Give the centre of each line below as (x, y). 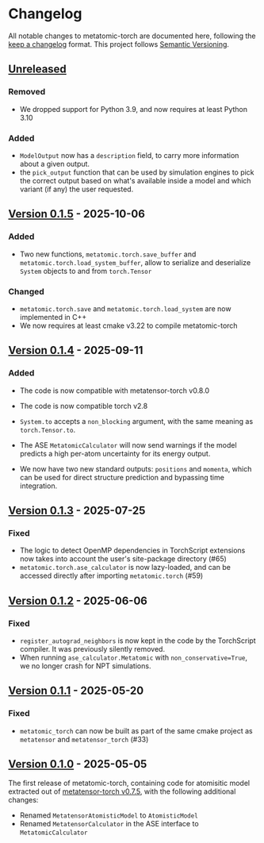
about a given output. (54, 164)
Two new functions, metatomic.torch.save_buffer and (108, 254)
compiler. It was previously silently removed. (92, 649)
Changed (27, 291)
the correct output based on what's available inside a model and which (135, 180)
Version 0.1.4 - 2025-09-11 (76, 350)
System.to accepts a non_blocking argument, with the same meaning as (136, 421)
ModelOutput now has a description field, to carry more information (129, 155)
